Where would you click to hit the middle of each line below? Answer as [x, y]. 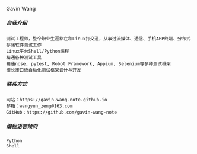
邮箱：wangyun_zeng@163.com [39, 106]
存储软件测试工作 [24, 45]
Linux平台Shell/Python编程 [38, 51]
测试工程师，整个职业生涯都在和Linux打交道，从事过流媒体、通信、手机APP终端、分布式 [99, 38]
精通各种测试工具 [24, 57]
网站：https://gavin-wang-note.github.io [57, 100]
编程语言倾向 [22, 126]
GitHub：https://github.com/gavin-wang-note [62, 112]
